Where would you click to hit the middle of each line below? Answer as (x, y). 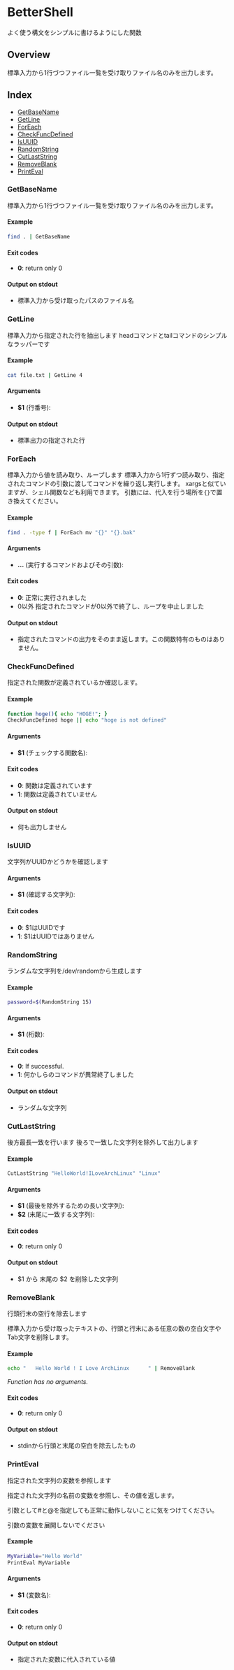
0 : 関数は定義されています (55, 785)
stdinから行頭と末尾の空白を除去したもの (76, 1446)
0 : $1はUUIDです (41, 927)
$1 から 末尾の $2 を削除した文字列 (68, 1279)
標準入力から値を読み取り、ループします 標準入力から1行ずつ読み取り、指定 (116, 475)
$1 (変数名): (34, 1594)
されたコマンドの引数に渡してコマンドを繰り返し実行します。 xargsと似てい (117, 484)
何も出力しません (42, 827)
